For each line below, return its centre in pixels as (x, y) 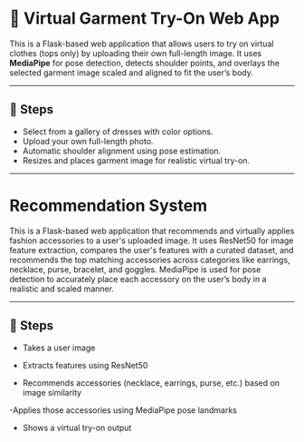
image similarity (52, 392)
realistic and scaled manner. (62, 289)
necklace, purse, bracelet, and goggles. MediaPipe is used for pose (135, 269)
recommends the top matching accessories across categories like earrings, (150, 260)
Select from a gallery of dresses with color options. (118, 132)
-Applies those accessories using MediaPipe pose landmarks (123, 410)
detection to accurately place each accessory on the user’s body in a (138, 279)
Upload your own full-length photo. (88, 141)
